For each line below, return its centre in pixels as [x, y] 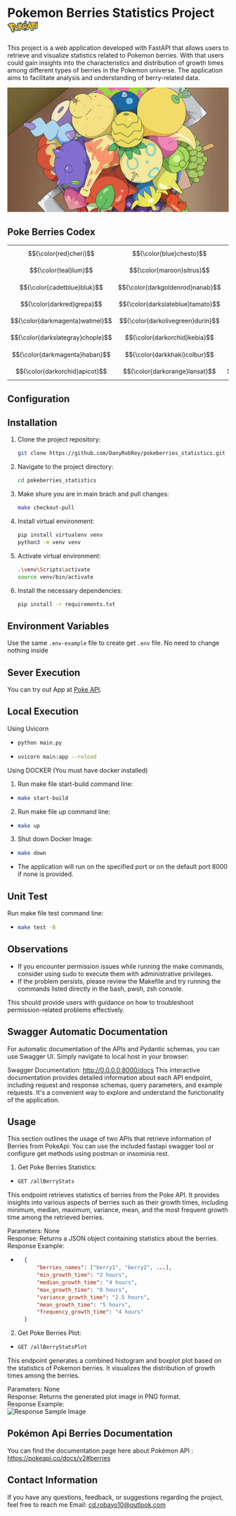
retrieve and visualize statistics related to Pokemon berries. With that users [116, 55]
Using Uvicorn [28, 728]
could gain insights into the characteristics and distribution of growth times [116, 63]
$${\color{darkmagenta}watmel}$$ [61, 321]
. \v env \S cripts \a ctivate [54, 570]
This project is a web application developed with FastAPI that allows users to [118, 48]
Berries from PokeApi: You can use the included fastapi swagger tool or [111, 1146]
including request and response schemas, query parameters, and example [115, 1085]
